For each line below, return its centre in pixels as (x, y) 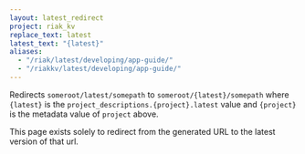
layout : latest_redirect (57, 18)
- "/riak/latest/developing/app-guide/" (95, 60)
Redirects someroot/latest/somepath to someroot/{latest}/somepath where (149, 94)
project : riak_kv (42, 26)
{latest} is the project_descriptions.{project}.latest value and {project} (153, 104)
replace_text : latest (51, 35)
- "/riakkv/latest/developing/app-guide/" (100, 69)
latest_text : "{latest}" (57, 43)
